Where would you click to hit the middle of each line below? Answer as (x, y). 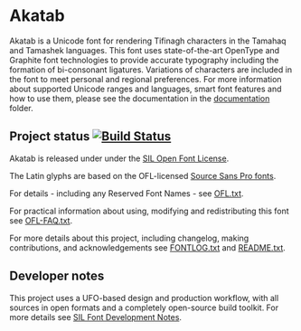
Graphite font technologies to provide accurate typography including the (144, 60)
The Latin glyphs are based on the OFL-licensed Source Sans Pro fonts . (143, 175)
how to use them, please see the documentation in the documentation (140, 98)
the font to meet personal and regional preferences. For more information (146, 79)
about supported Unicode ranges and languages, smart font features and (146, 89)
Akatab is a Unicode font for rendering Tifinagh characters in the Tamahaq (148, 41)
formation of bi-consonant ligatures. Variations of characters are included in (150, 70)
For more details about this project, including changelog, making (129, 238)
